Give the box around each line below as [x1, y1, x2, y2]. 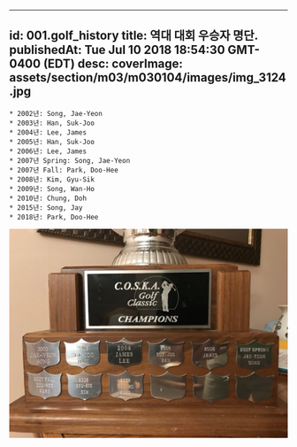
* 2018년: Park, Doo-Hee [9, 212, 99, 221]
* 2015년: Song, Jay [9, 203, 83, 212]
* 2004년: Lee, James [9, 127, 87, 137]
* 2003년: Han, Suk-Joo [9, 119, 95, 127]
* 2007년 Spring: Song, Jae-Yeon [9, 156, 131, 165]
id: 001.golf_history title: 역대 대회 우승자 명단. [9, 28, 258, 43]
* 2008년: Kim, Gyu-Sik [9, 174, 95, 184]
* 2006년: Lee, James [9, 147, 87, 156]
